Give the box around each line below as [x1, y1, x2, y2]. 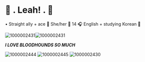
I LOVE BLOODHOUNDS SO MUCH [5, 42, 75, 48]
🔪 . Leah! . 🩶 [5, 4, 54, 16]
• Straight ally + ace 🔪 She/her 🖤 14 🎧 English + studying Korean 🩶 [5, 21, 141, 27]
